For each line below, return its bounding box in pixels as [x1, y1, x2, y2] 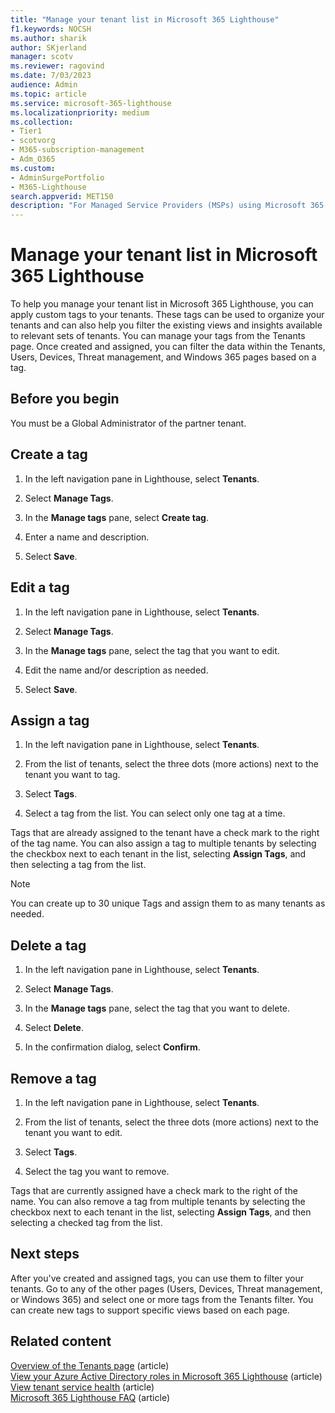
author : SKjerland [10, 42, 87, 53]
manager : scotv [10, 52, 74, 62]
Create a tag [10, 446, 88, 463]
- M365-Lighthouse [10, 182, 87, 192]
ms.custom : [10, 163, 56, 173]
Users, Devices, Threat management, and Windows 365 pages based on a [10, 351, 317, 363]
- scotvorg [10, 136, 56, 146]
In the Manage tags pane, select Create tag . [24, 511, 209, 523]
